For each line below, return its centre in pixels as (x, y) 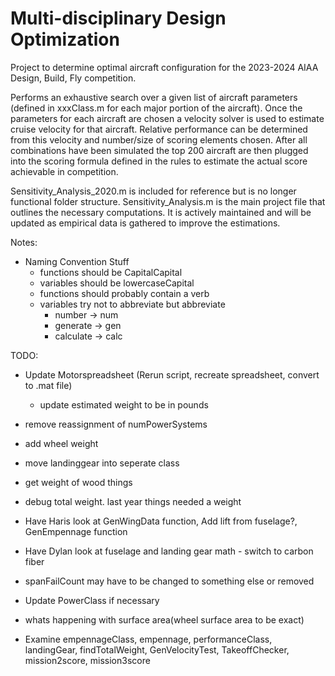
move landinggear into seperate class (102, 463)
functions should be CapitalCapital (111, 272)
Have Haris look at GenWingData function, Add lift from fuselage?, (161, 521)
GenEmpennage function (76, 531)
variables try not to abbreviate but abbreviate (132, 304)
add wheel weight (61, 443)
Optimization (65, 39)
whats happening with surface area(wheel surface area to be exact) (164, 619)
